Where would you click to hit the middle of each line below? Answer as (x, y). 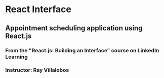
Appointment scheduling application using (74, 28)
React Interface (38, 9)
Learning (16, 57)
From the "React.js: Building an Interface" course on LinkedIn (82, 50)
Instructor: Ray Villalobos (37, 70)
